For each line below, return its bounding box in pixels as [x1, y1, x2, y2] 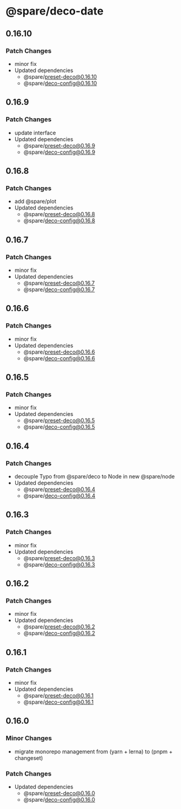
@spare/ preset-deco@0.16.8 [23, 211, 95, 218]
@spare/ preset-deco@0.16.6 [23, 348, 95, 355]
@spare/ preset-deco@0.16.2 [23, 623, 95, 630]
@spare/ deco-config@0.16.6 [23, 354, 95, 362]
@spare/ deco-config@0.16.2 [23, 630, 96, 637]
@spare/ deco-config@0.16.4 [23, 492, 96, 499]
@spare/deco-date [5, 4, 104, 18]
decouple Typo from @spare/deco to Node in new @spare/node [14, 473, 175, 480]
